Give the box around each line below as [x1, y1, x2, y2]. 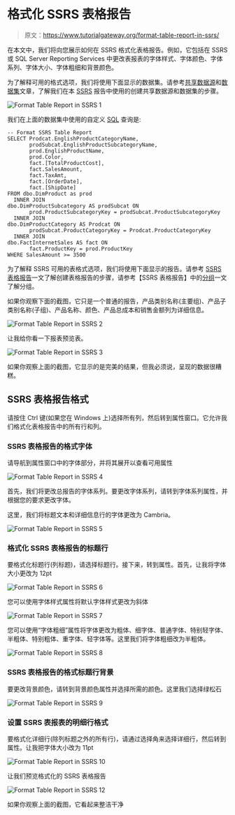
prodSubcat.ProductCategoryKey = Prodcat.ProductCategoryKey [29, 226, 211, 234]
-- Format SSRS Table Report [7, 129, 92, 136]
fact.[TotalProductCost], [29, 159, 105, 166]
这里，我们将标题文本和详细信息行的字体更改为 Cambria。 [7, 511, 175, 519]
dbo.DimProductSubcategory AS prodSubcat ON [7, 202, 139, 210]
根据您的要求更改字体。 [7, 496, 75, 504]
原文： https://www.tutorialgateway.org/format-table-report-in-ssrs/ [24, 31, 220, 39]
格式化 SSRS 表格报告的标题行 [7, 543, 108, 553]
